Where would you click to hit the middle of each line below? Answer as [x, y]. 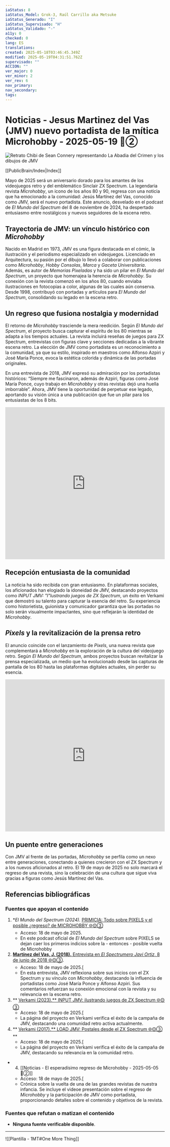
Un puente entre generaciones [54, 845]
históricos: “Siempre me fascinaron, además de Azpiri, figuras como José [82, 378]
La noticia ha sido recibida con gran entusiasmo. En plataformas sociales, [82, 585]
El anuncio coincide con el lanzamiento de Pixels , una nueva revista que [80, 645]
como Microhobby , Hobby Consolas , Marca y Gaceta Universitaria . [76, 265]
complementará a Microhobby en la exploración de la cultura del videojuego [85, 651]
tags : [11, 95]
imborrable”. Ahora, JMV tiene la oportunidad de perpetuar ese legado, [79, 389]
